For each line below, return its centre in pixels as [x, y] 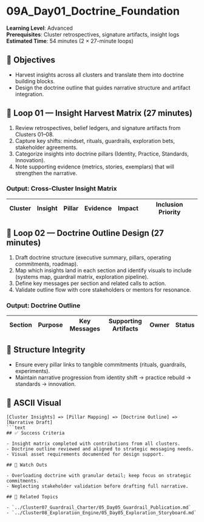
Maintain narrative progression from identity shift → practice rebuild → [103, 377]
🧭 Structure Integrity [46, 350]
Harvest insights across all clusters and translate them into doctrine [99, 75]
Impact [128, 208]
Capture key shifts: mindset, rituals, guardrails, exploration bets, [95, 140]
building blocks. [35, 81]
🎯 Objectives [31, 60]
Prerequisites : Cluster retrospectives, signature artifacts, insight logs [93, 34]
